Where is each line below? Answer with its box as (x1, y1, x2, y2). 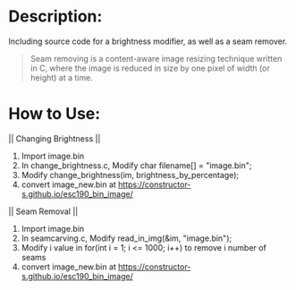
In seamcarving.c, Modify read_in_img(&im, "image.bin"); (21, 233, 233, 243)
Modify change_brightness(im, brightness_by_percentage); (21, 169, 239, 180)
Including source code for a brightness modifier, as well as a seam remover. (8, 36, 288, 47)
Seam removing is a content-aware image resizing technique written (30, 53, 283, 64)
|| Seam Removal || (8, 206, 79, 217)
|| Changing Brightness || (8, 132, 101, 144)
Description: (8, 6, 103, 27)
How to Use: (8, 104, 101, 124)
